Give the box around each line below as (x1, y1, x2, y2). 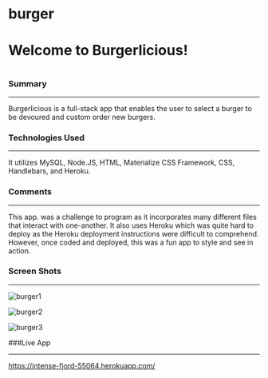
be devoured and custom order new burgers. (8, 112, 156, 121)
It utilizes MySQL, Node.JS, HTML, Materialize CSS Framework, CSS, (8, 157, 235, 168)
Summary (8, 78, 48, 89)
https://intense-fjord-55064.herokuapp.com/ (8, 360, 156, 370)
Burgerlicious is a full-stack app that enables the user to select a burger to (8, 103, 253, 113)
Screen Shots (8, 265, 62, 277)
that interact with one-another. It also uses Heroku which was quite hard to (8, 221, 254, 230)
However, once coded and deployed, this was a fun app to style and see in (8, 237, 254, 247)
